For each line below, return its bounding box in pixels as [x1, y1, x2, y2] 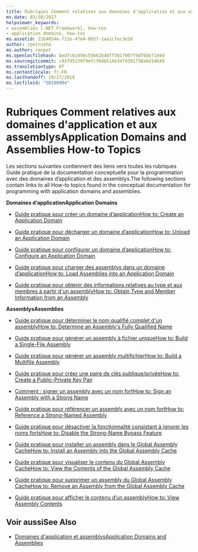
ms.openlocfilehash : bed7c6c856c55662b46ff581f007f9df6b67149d [6, 53, 165, 58]
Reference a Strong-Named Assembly [14, 411, 107, 419]
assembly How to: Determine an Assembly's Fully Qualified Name [14, 323, 173, 330]
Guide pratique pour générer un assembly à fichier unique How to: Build [14, 334, 188, 341]
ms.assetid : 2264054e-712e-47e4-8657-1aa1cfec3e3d [6, 36, 133, 42]
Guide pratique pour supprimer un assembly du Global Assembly [14, 476, 172, 483]
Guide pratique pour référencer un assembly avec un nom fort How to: [14, 405, 184, 412]
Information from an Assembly [14, 293, 88, 301]
